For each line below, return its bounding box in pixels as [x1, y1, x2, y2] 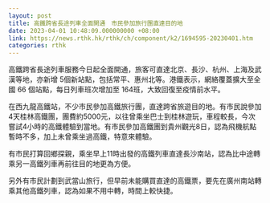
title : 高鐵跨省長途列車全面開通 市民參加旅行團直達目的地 [8, 19, 183, 27]
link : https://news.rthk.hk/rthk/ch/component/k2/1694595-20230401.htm [8, 34, 253, 43]
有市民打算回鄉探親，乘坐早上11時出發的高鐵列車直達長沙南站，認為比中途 [8, 149, 254, 159]
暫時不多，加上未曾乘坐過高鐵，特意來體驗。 [8, 132, 157, 141]
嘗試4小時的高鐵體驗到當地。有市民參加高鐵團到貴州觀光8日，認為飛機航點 [8, 122, 257, 132]
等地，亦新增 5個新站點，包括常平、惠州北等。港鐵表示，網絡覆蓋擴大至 [14, 75, 255, 84]
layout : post [8, 11, 52, 20]
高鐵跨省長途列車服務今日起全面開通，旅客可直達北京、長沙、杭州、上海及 [8, 65, 255, 75]
